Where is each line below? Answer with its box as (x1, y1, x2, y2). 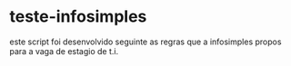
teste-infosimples (9, 6, 147, 27)
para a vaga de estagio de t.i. (9, 45, 119, 56)
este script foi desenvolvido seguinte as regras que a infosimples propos (9, 36, 282, 47)
